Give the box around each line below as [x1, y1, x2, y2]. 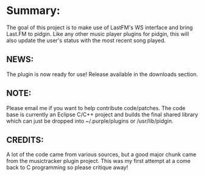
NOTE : [6, 88, 32, 99]
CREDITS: [6, 134, 44, 145]
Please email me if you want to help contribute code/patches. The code [6, 104, 186, 111]
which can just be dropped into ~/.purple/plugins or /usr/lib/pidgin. [6, 117, 174, 125]
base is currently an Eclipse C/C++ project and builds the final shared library [6, 111, 199, 118]
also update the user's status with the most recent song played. [6, 36, 166, 44]
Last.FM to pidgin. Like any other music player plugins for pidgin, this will [6, 30, 189, 37]
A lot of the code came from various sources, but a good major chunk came [6, 151, 197, 158]
